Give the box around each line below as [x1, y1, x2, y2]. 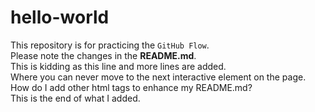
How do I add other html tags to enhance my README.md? [10, 81, 253, 93]
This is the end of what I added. [10, 92, 141, 104]
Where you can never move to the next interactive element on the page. [10, 71, 307, 83]
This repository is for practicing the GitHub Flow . [10, 39, 210, 51]
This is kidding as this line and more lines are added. [10, 60, 227, 72]
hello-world [10, 6, 110, 29]
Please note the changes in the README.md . [10, 49, 197, 61]
